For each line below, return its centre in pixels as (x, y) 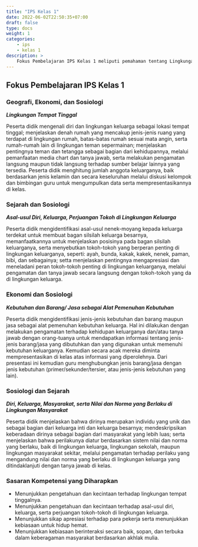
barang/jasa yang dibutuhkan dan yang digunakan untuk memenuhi (100, 344)
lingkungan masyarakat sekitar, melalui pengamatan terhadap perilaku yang (98, 453)
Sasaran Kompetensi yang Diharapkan (62, 481)
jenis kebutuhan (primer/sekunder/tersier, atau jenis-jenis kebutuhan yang (96, 369)
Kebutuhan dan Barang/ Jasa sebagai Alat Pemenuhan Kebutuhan (90, 307)
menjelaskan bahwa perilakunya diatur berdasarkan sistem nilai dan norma (97, 440)
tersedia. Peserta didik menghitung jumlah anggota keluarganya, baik (90, 170)
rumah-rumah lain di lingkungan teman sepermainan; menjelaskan (86, 145)
